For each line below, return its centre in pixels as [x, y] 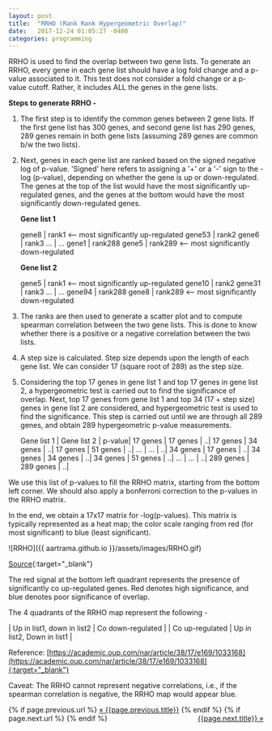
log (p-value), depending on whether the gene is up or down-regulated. [139, 177]
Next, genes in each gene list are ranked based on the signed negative [138, 160]
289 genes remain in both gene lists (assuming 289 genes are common [139, 136]
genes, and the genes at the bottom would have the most [149, 195]
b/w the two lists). [50, 145]
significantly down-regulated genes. [81, 203]
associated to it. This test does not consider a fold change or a [132, 79]
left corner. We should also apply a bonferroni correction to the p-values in [133, 491]
